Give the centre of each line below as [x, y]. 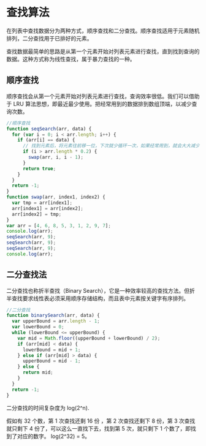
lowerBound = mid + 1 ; [51, 350]
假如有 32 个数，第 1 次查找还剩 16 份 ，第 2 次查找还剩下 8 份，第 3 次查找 [101, 421]
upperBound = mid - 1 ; [51, 361]
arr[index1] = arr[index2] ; [48, 208]
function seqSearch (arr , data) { [49, 129]
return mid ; [38, 372]
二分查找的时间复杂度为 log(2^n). [48, 407]
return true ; [39, 168]
